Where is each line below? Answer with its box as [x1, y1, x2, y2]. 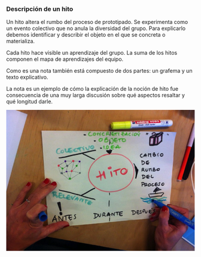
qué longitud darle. [6, 98, 53, 105]
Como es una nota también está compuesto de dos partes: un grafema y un [6, 67, 193, 74]
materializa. [6, 38, 35, 45]
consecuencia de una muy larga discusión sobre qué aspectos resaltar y [6, 92, 185, 99]
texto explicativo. [6, 74, 48, 81]
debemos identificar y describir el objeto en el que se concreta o [6, 31, 166, 38]
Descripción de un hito [6, 5, 74, 13]
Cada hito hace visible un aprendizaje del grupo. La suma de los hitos [6, 49, 178, 56]
